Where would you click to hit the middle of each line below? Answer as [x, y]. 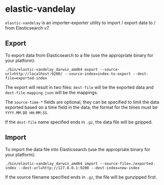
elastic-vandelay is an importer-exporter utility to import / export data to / [81, 23]
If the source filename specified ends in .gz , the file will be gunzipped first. [81, 177]
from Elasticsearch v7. [28, 28]
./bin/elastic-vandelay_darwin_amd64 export [51, 69]
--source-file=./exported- [127, 163]
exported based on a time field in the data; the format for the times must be [82, 107]
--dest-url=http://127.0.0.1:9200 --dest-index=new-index [79, 168]
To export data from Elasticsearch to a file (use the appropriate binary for [79, 55]
